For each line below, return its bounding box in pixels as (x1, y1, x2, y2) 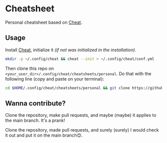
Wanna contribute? (5, 99, 66, 107)
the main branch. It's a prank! (5, 117, 66, 124)
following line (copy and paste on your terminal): (5, 76, 104, 82)
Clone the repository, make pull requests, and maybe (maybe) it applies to (5, 112, 157, 118)
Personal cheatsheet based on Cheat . (5, 19, 83, 25)
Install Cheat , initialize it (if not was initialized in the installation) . (5, 47, 137, 52)
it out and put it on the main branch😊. (5, 132, 83, 139)
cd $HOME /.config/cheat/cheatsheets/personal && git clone (5, 85, 130, 91)
